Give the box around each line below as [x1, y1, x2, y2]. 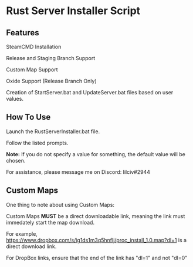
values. [6, 95, 23, 102]
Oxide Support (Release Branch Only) [6, 78, 97, 84]
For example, [6, 230, 38, 237]
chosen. [6, 157, 26, 164]
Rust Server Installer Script [6, 4, 141, 18]
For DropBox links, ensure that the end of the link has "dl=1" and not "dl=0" [6, 254, 188, 261]
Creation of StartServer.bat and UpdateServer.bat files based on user [6, 89, 174, 95]
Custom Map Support [6, 66, 58, 73]
